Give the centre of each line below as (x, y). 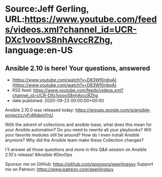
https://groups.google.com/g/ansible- (113, 110)
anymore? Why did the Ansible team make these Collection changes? (74, 140)
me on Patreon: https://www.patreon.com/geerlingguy (59, 169)
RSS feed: (22, 90)
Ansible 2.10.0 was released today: (40, 110)
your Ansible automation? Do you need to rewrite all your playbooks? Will (78, 130)
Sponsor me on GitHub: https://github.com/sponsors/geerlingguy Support (79, 164)
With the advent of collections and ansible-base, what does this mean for (79, 124)
